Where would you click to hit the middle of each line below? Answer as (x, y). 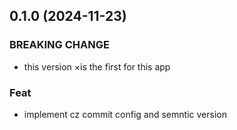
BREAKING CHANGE (59, 45)
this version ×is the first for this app (97, 66)
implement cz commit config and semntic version (125, 114)
